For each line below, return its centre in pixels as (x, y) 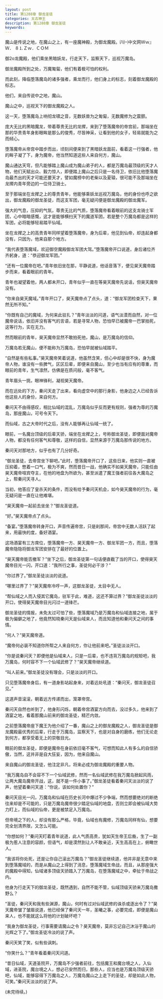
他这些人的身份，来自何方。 (33, 397)
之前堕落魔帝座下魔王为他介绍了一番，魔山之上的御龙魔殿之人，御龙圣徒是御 (81, 726)
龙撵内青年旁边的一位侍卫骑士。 (37, 184)
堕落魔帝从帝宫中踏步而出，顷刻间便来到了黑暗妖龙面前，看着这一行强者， (79, 149)
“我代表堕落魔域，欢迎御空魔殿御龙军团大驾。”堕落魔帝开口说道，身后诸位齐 (80, 249)
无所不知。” (20, 305)
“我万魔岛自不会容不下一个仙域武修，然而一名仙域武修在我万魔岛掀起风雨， (81, 775)
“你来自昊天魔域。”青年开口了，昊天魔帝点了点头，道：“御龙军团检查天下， (79, 298)
